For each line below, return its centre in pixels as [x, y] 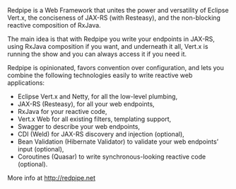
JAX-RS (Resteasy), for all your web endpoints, [86, 104]
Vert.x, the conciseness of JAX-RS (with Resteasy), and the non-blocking [114, 18]
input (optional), [41, 149]
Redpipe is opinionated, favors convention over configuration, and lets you [116, 68]
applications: [26, 83]
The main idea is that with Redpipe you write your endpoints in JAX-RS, [111, 39]
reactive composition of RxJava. [54, 25]
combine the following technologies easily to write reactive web [100, 75]
